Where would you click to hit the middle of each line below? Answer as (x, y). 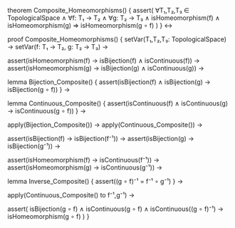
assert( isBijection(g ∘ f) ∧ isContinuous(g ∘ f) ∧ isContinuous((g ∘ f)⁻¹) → (116, 209)
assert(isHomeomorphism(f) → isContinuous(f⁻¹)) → (84, 160)
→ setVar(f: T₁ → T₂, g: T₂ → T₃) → (58, 47)
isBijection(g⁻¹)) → (34, 146)
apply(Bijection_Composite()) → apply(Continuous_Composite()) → (105, 125)
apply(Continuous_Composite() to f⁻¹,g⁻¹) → (71, 195)
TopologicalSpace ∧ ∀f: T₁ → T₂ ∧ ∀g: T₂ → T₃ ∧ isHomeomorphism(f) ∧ (114, 18)
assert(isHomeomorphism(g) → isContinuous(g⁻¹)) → (85, 167)
